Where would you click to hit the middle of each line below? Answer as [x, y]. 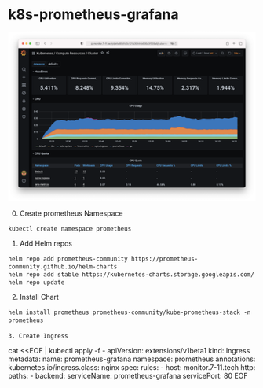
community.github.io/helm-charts [63, 267]
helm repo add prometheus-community [68, 259]
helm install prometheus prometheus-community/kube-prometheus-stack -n [130, 312]
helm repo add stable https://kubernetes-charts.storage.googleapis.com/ [131, 275]
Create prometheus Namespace [71, 213]
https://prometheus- [164, 259]
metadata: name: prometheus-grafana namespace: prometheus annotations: [132, 359]
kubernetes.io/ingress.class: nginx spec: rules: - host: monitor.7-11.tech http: [132, 368]
